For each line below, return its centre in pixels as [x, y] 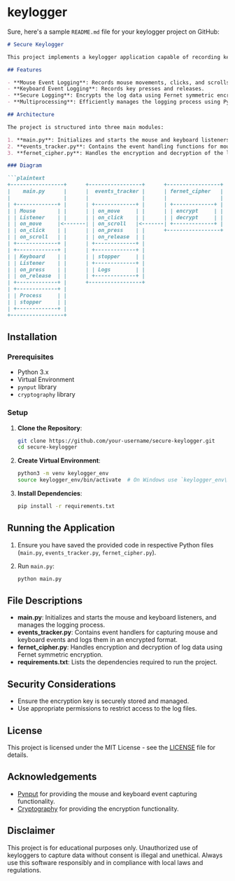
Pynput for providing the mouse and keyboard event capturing [107, 793]
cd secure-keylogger [47, 447]
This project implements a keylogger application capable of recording [114, 57]
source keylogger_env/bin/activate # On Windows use [97, 480]
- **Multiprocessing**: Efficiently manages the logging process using [114, 102]
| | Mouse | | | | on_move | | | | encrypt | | [115, 211]
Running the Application [61, 528]
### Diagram [24, 165]
